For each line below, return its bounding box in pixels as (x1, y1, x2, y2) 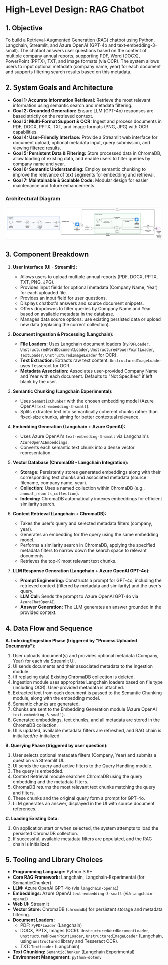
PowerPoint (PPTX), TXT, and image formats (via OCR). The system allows (5, 58, 159, 64)
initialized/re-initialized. (12, 733, 61, 739)
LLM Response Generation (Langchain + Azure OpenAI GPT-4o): (12, 567, 150, 574)
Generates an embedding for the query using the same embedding (20, 531, 158, 537)
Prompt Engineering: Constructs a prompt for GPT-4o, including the (20, 577, 162, 583)
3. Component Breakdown (5, 250, 89, 259)
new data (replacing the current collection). (20, 321, 110, 327)
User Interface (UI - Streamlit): (12, 264, 77, 270)
